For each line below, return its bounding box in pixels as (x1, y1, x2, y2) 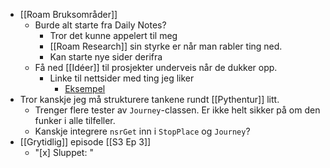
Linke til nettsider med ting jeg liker (49, 72, 195, 84)
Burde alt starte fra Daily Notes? (34, 19, 167, 31)
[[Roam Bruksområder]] (19, 9, 118, 20)
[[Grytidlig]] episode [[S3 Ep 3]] (19, 136, 152, 148)
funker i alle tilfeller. (34, 115, 116, 126)
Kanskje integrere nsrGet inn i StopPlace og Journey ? (34, 125, 251, 137)
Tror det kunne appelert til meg (49, 30, 178, 41)
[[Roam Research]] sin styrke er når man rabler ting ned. (49, 40, 283, 52)
